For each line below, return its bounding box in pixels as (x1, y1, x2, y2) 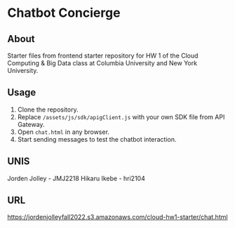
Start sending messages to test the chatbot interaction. (17, 135, 177, 143)
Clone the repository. (17, 105, 79, 114)
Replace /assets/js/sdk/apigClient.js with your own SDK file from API (17, 112, 225, 121)
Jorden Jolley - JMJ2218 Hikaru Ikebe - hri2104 (7, 174, 145, 182)
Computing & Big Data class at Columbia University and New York (7, 59, 198, 67)
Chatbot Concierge (7, 5, 121, 21)
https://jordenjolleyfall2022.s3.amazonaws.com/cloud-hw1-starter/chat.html (7, 213, 228, 222)
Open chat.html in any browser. (17, 128, 110, 136)
